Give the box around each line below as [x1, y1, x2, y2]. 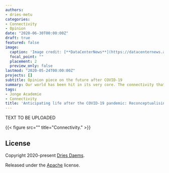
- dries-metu [5, 12, 33, 17]
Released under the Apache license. [5, 162, 80, 168]
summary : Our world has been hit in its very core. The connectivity [5, 82, 154, 87]
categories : [5, 17, 30, 22]
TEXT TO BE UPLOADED [5, 115, 56, 121]
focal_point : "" [10, 54, 44, 59]
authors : [5, 7, 24, 13]
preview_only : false [10, 63, 53, 68]
